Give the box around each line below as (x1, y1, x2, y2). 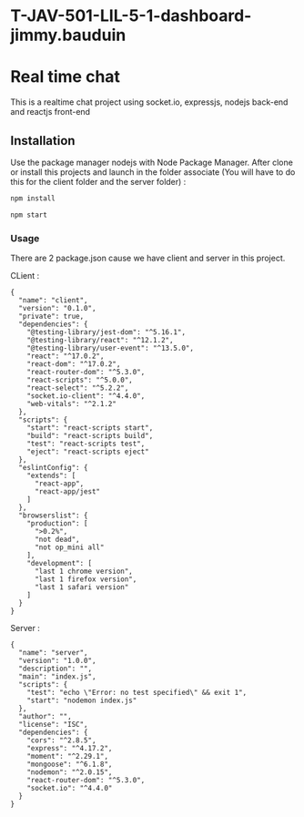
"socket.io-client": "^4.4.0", (26, 391, 146, 401)
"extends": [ (26, 471, 76, 480)
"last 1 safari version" (34, 582, 129, 592)
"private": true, (18, 311, 85, 321)
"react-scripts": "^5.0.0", (26, 375, 133, 384)
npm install (10, 193, 56, 203)
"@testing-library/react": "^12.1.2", (26, 335, 174, 344)
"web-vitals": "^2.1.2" (26, 399, 117, 408)
